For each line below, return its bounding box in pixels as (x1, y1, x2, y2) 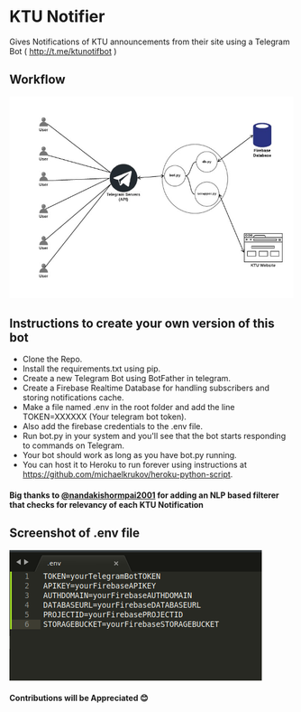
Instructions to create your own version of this (9, 316, 275, 332)
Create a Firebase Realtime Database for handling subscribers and (22, 382, 270, 394)
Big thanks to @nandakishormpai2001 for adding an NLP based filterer (9, 490, 279, 501)
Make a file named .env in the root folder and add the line (22, 402, 235, 413)
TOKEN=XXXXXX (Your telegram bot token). (22, 411, 187, 422)
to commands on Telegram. (22, 440, 124, 451)
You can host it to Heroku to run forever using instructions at (22, 459, 248, 471)
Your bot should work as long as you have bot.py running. (22, 450, 237, 461)
